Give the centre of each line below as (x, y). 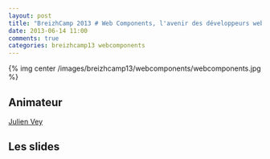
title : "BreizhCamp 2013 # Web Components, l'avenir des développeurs (129, 23)
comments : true (34, 38)
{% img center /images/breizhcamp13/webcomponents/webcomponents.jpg (135, 68)
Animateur (35, 102)
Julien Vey (26, 121)
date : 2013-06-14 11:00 (48, 31)
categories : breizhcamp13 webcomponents (77, 46)
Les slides (34, 147)
